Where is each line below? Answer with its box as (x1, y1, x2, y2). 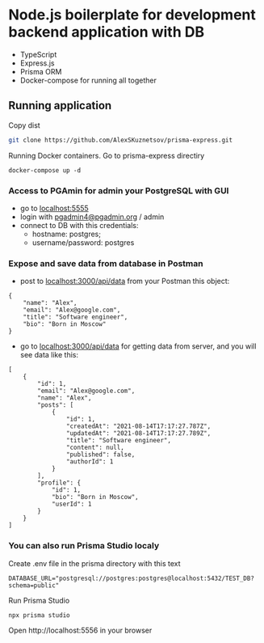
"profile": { (37, 479, 82, 487)
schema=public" (8, 581, 60, 590)
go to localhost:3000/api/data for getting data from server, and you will (19, 341, 257, 351)
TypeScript (19, 49, 57, 59)
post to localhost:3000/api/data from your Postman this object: (19, 277, 230, 286)
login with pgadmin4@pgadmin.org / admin (19, 212, 165, 222)
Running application (8, 99, 112, 112)
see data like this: (19, 350, 79, 360)
